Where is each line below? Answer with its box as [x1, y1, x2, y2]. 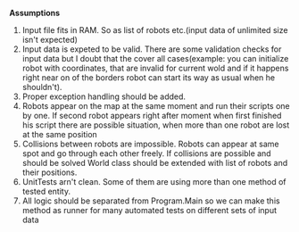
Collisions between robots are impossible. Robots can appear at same [21, 138, 279, 149]
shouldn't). [21, 82, 62, 92]
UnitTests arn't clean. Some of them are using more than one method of [21, 177, 287, 186]
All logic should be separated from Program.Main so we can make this [21, 195, 280, 206]
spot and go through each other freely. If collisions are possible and [21, 148, 271, 159]
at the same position [21, 129, 98, 139]
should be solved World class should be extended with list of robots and [21, 158, 288, 168]
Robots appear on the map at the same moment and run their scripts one [21, 101, 290, 111]
